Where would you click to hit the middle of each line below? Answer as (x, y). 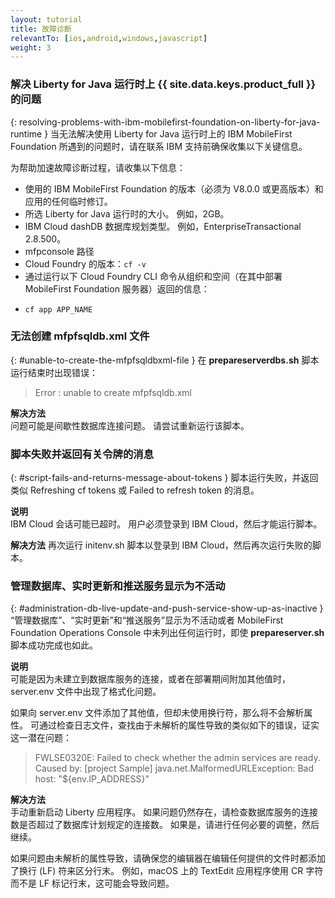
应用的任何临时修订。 (68, 201)
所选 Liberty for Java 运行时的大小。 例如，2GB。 (127, 213)
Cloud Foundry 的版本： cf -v (85, 263)
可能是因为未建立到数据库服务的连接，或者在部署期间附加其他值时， (150, 679)
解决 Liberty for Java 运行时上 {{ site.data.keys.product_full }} (163, 84)
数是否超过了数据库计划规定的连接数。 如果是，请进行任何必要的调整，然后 (165, 825)
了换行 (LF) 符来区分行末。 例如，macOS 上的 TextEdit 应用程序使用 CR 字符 (167, 871)
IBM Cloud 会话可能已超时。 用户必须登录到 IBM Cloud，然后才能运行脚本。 (166, 524)
